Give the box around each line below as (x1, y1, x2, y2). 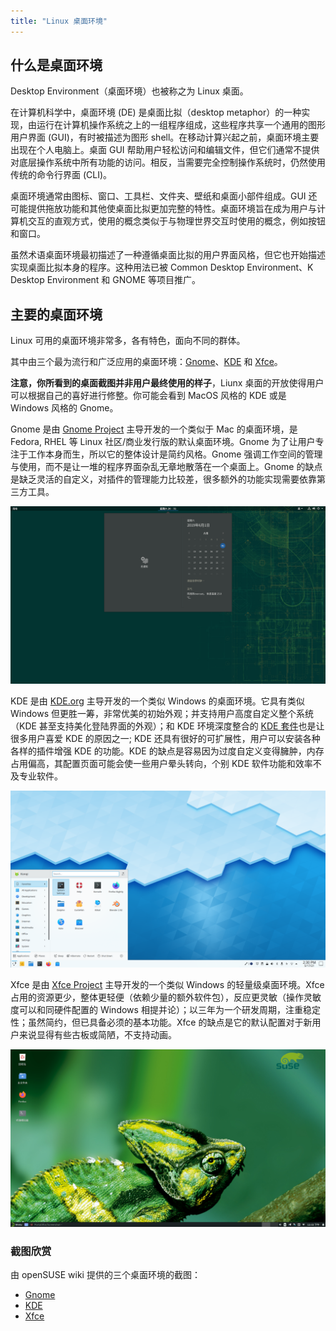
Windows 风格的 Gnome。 (10, 402, 119, 414)
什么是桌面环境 (10, 57, 103, 74)
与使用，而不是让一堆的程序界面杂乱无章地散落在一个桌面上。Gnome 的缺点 (10, 461, 323, 473)
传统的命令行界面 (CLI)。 (10, 169, 113, 181)
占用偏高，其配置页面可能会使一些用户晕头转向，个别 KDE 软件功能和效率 (10, 757, 313, 769)
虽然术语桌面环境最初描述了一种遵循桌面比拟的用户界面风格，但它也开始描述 (10, 249, 326, 261)
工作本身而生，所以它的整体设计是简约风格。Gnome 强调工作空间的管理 (27, 448, 323, 460)
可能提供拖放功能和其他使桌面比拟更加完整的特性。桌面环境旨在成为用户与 (10, 203, 317, 215)
